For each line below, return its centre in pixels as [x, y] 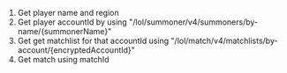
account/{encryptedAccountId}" [76, 50]
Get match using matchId [63, 59]
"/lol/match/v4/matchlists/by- [224, 40]
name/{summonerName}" [64, 31]
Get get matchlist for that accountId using [93, 40]
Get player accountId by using [72, 22]
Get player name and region [68, 13]
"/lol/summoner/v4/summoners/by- [194, 22]
